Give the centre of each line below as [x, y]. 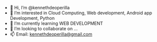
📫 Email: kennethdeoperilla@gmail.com [51, 34]
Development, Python [32, 18]
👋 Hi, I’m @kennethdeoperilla [40, 8]
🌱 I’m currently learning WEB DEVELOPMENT [56, 23]
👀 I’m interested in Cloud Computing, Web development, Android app [81, 13]
